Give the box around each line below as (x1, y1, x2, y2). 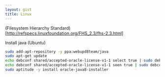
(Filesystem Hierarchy (5, 25, 50, 31)
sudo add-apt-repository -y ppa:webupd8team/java (5, 49, 109, 54)
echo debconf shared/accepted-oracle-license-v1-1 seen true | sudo (5, 63, 148, 68)
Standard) (50, 25, 71, 31)
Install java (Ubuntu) (5, 39, 46, 45)
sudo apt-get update (5, 54, 48, 58)
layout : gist (5, 7, 32, 12)
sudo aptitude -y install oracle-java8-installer (5, 67, 109, 72)
